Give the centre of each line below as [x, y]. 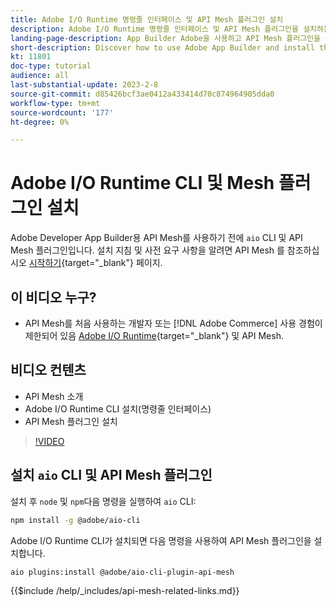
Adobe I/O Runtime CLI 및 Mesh [142, 183]
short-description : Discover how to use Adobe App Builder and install [162, 47]
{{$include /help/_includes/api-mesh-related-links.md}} [125, 591]
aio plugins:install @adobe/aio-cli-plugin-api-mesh [122, 572]
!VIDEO [49, 441]
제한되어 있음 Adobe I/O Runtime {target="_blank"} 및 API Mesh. [154, 335]
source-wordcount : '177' [62, 112]
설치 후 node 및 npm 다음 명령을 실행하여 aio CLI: [103, 501]
